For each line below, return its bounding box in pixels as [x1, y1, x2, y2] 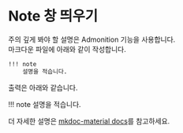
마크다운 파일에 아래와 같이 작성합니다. [8, 44, 126, 54]
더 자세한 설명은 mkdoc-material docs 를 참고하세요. [8, 116, 170, 126]
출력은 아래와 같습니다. [8, 83, 78, 92]
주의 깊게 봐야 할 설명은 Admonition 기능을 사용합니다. [8, 35, 176, 44]
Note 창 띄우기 [8, 7, 99, 25]
